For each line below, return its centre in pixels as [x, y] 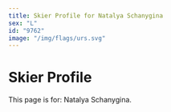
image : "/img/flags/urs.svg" [57, 38]
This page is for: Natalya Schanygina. [70, 100]
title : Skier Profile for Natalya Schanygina [85, 16]
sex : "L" [23, 23]
